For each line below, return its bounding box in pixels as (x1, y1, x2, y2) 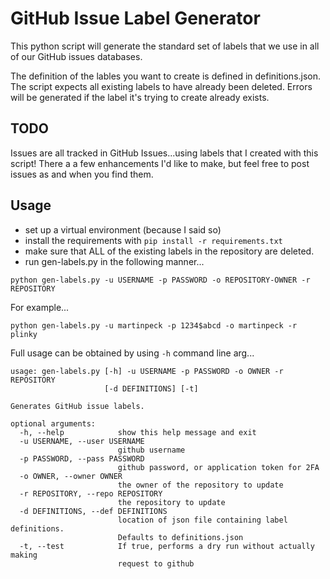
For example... (10, 301, 70, 313)
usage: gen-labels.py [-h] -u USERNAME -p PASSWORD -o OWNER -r (10, 366, 284, 376)
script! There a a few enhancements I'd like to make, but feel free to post (10, 157, 310, 169)
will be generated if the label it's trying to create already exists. (10, 91, 270, 103)
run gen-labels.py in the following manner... (24, 255, 205, 267)
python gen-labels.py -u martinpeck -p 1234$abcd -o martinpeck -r (10, 320, 298, 331)
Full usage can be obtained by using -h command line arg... (10, 347, 255, 359)
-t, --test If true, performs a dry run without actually (19, 541, 315, 551)
